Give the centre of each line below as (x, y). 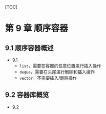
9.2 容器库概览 (27, 95)
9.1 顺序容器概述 (29, 48)
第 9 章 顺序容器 (37, 28)
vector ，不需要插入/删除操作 (48, 78)
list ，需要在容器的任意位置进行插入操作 (60, 66)
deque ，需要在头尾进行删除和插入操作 (57, 72)
